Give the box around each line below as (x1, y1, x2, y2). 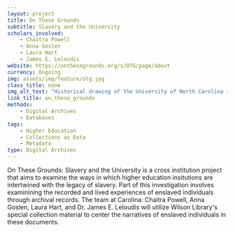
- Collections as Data (20, 133, 86, 140)
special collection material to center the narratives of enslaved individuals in (7, 210, 226, 219)
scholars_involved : (7, 29, 64, 37)
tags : (7, 120, 23, 128)
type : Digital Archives (7, 147, 77, 154)
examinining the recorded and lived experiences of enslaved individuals (7, 188, 214, 196)
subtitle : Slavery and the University (7, 23, 120, 30)
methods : (7, 101, 33, 108)
